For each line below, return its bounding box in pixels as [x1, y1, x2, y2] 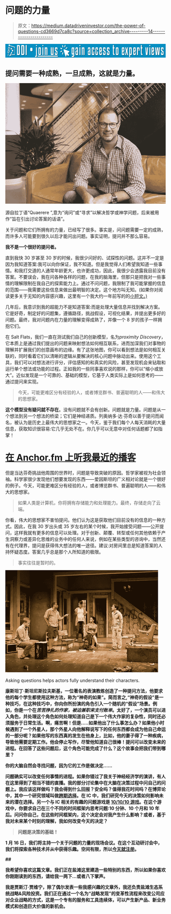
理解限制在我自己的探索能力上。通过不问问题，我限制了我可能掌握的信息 [14, 280, 166, 286]
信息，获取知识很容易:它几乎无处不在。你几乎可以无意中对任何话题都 [5, 426, 150, 432]
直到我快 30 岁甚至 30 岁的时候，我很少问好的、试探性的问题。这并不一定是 [5, 255, 164, 261]
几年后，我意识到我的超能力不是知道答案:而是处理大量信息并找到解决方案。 [5, 304, 163, 310]
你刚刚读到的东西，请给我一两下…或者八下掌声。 [5, 873, 108, 879]
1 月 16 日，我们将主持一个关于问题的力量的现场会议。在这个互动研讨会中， [5, 839, 163, 846]
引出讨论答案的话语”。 [20, 215, 68, 222]
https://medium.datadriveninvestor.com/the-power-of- [31, 22, 146, 29]
